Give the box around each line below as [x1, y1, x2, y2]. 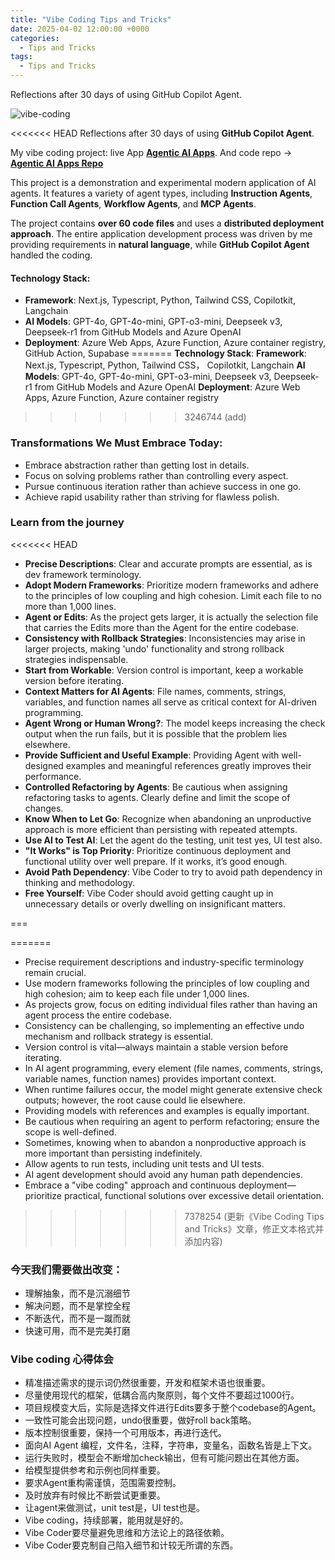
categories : [10, 33, 60, 43]
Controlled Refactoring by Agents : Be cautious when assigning [24, 781, 288, 793]
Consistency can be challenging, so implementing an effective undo [24, 1019, 305, 1031]
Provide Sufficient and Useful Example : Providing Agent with [24, 749, 280, 761]
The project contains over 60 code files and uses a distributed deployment [10, 217, 325, 229]
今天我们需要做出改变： [10, 1262, 123, 1276]
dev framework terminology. [24, 568, 142, 580]
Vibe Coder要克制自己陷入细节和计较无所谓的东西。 [24, 1539, 239, 1551]
